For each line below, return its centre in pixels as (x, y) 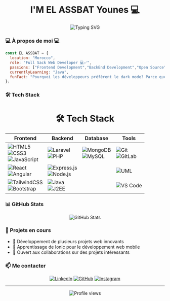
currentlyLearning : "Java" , (39, 72)
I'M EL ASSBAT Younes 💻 (85, 10)
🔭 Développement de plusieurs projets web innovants (68, 241)
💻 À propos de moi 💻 (32, 41)
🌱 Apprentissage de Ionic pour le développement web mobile (76, 247)
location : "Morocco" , (33, 58)
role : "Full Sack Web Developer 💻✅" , (51, 62)
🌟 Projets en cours (28, 230)
